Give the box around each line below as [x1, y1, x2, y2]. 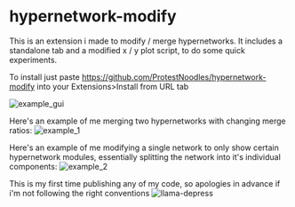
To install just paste [9, 71, 80, 82]
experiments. [9, 54, 58, 65]
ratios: [9, 124, 33, 135]
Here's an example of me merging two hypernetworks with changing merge [9, 115, 286, 126]
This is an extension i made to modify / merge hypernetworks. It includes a [9, 36, 283, 46]
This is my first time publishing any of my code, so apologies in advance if [9, 178, 281, 188]
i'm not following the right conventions [9, 187, 150, 198]
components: [9, 161, 58, 171]
